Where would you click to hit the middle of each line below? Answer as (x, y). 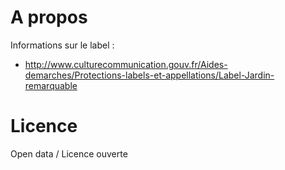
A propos (49, 17)
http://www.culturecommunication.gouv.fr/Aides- (126, 64)
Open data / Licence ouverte (69, 153)
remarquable (51, 85)
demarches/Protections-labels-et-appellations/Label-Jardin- (149, 75)
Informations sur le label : (62, 45)
